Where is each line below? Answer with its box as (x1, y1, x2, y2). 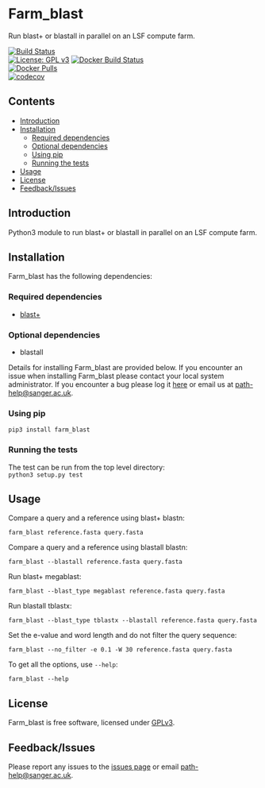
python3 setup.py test (8, 470, 83, 479)
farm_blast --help (8, 675, 69, 683)
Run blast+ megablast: (8, 572, 82, 581)
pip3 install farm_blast (8, 426, 90, 434)
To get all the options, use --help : (8, 660, 118, 670)
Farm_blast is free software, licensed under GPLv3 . (8, 718, 175, 728)
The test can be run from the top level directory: (8, 462, 165, 472)
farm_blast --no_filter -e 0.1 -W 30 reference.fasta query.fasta (8, 646, 232, 654)
